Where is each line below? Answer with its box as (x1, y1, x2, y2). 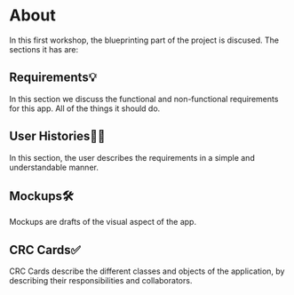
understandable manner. (9, 162, 99, 172)
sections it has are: (9, 44, 78, 54)
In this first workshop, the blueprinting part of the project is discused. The (9, 35, 280, 45)
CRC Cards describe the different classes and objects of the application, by (9, 266, 285, 276)
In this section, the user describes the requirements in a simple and (9, 152, 255, 163)
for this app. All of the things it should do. (9, 103, 161, 114)
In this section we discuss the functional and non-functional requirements (9, 93, 279, 104)
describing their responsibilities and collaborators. (9, 275, 193, 286)
